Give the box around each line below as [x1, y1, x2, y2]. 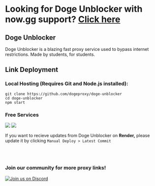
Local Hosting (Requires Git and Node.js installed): [5, 80, 128, 87]
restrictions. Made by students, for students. [5, 51, 95, 57]
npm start [5, 100, 26, 105]
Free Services [5, 111, 39, 118]
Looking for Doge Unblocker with [5, 3, 143, 15]
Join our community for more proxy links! [5, 164, 106, 171]
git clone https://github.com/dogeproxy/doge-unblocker [5, 92, 122, 96]
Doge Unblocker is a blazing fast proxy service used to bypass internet [5, 46, 149, 52]
